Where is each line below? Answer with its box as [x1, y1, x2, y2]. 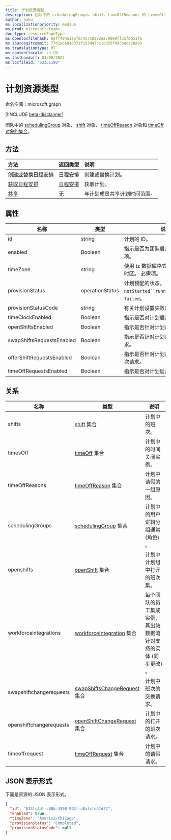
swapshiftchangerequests [8, 688, 70, 695]
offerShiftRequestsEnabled [8, 354, 72, 361]
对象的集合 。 [5, 128, 32, 134]
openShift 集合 [74, 566, 110, 573]
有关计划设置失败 [124, 305, 165, 312]
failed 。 [124, 295, 145, 302]
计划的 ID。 [124, 236, 151, 243]
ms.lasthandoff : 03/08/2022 [5, 55, 65, 60]
